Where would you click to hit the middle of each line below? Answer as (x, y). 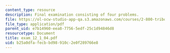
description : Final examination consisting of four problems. (72, 15)
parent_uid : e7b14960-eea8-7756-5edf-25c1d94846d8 (60, 29)
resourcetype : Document (30, 33)
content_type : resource (30, 10)
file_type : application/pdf (35, 24)
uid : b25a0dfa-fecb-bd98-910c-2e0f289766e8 (52, 43)
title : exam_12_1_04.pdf (31, 38)
